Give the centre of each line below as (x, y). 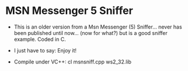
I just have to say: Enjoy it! (45, 50)
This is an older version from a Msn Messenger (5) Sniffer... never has (98, 27)
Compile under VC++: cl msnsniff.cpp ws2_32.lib (73, 62)
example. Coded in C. (40, 39)
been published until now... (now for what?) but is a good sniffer (90, 33)
